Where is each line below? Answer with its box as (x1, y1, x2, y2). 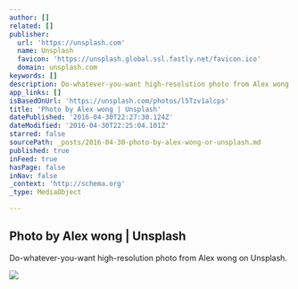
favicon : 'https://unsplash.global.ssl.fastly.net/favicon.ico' (17, 55, 261, 64)
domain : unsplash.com (17, 64, 98, 72)
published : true (9, 146, 70, 155)
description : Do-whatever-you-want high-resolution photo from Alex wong (9, 80, 290, 89)
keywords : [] (9, 72, 58, 81)
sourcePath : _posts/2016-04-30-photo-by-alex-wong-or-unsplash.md (9, 138, 261, 147)
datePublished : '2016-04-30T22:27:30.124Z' (9, 113, 174, 122)
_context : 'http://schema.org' (9, 180, 126, 189)
